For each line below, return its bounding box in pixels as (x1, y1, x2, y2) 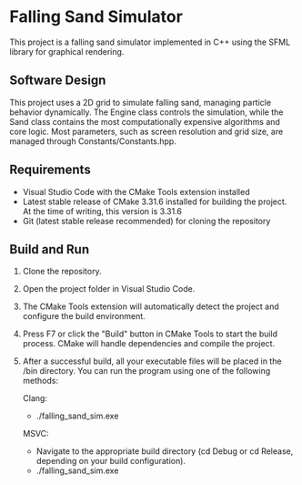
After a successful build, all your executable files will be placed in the (22, 356, 282, 366)
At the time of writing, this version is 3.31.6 (22, 205, 182, 216)
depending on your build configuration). (35, 456, 186, 467)
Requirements (9, 162, 91, 178)
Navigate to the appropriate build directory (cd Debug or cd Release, (35, 446, 294, 457)
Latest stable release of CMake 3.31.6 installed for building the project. (22, 196, 287, 207)
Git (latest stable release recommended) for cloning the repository (22, 215, 271, 226)
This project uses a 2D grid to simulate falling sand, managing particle (9, 97, 271, 108)
